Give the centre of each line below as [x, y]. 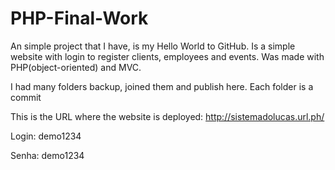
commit [26, 97]
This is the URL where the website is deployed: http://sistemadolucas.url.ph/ [167, 116]
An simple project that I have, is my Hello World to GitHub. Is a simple [153, 46]
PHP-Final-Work [79, 18]
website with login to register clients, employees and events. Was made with [167, 56]
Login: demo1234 [46, 136]
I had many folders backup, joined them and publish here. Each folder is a [162, 86]
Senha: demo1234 [47, 155]
